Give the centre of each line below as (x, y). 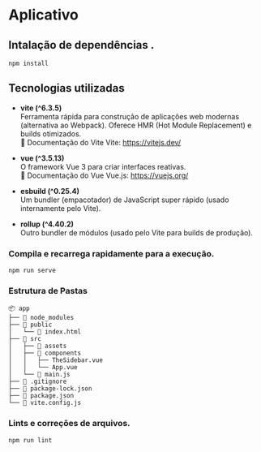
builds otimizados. (51, 133)
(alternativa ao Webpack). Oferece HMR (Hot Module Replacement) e (136, 125)
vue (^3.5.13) (42, 158)
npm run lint (30, 440)
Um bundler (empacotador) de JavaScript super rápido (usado (124, 200)
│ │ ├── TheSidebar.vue (56, 360)
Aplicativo (44, 15)
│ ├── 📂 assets (38, 347)
